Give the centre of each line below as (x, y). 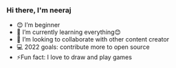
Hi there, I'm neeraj (39, 10)
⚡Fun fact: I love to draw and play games (74, 57)
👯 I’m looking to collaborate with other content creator (93, 39)
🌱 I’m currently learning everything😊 (68, 32)
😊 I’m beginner (38, 25)
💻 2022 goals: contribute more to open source (83, 47)
